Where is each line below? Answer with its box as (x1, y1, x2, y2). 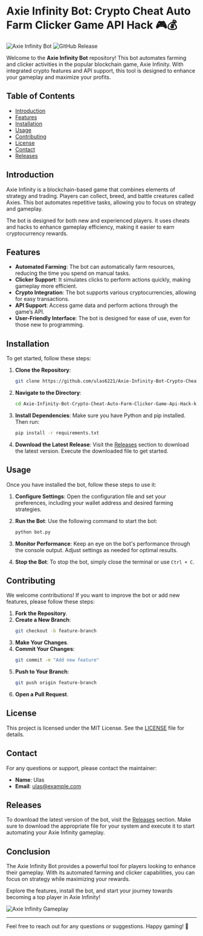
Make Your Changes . (14, 639, 69, 646)
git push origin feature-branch (14, 680, 97, 686)
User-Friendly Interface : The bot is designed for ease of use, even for (14, 315, 191, 322)
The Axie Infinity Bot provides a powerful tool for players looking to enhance (6, 863, 196, 870)
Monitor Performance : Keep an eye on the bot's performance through (14, 540, 190, 547)
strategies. (14, 506, 42, 513)
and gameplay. (6, 205, 43, 213)
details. (6, 731, 25, 738)
